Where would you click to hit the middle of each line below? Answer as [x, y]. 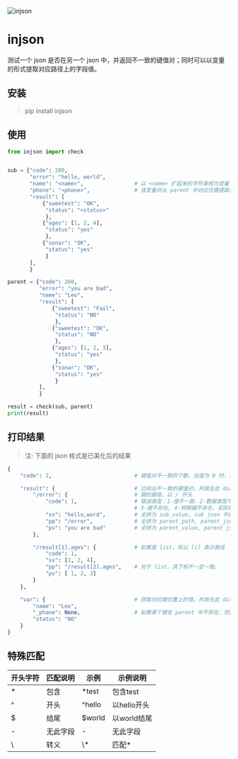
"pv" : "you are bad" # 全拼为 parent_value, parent [134, 527]
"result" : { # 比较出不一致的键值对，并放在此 [120, 489]
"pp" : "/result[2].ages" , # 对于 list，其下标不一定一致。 [132, 567]
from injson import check [45, 152]
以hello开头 [131, 704]
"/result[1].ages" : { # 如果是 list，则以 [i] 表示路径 [129, 547]
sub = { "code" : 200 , [38, 171]
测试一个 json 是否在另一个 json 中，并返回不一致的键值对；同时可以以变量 [116, 59]
